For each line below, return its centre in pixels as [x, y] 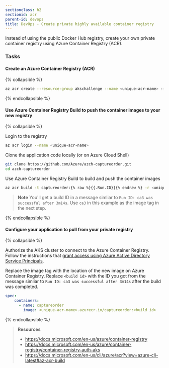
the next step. [32, 208]
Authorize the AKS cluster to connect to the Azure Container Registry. [77, 250]
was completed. [22, 287]
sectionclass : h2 [23, 10]
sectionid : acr [21, 15]
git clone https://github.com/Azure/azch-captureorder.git [68, 164]
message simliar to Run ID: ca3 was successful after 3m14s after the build [83, 282]
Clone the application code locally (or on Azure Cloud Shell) [67, 155]
